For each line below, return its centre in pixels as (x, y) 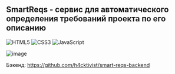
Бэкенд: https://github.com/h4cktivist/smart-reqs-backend (78, 65)
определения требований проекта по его (86, 19)
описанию (26, 28)
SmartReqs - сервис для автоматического (87, 10)
